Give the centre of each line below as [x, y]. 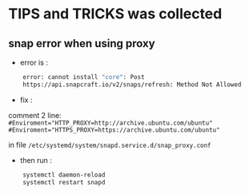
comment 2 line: [35, 115]
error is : [34, 62]
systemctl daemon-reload [64, 175]
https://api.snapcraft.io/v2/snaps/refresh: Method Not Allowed [132, 85]
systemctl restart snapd [64, 182]
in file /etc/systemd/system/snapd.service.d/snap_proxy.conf [110, 145]
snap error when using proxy [82, 44]
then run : [36, 160]
